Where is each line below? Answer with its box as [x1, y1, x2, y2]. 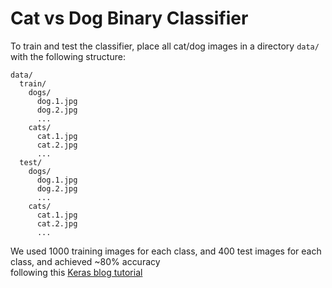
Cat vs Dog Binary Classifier [10, 7, 249, 30]
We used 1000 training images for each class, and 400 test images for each [10, 245, 322, 257]
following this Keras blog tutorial [10, 266, 143, 278]
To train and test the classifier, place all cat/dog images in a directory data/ [10, 40, 320, 52]
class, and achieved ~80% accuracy [10, 255, 161, 267]
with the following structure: [10, 50, 126, 62]
